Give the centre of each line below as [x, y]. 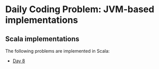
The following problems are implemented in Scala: [57, 51]
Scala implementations [42, 39]
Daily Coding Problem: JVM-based [80, 9]
